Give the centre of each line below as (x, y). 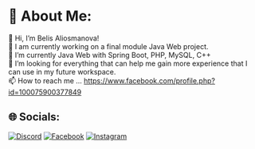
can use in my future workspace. (62, 71)
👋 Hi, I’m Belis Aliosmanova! (54, 38)
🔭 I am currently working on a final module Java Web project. (108, 46)
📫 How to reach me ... (45, 80)
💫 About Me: (50, 16)
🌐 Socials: (34, 117)
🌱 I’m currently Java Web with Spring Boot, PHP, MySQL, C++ (110, 55)
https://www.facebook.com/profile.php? (149, 80)
